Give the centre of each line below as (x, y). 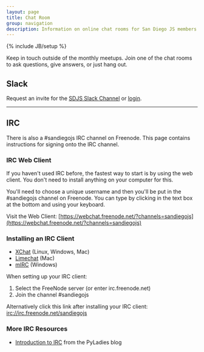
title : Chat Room (28, 18)
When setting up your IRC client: (47, 276)
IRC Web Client (29, 160)
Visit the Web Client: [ (33, 216)
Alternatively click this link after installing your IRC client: (77, 307)
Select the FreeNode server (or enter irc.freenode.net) (83, 288)
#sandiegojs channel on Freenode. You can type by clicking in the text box (100, 198)
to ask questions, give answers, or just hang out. (67, 65)
